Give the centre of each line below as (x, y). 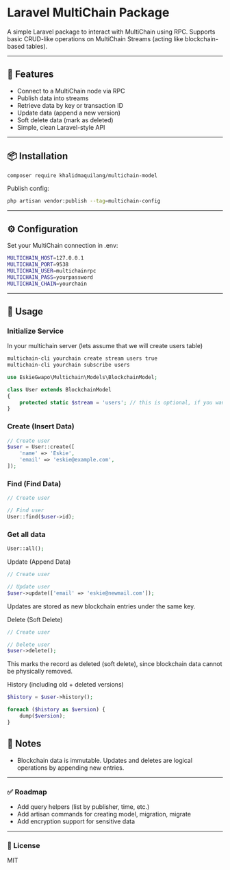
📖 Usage (25, 311)
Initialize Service (35, 331)
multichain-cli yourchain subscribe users (68, 365)
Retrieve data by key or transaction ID (70, 105)
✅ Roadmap (27, 792)
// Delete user (29, 644)
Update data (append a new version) (69, 113)
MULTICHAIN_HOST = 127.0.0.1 (46, 258)
